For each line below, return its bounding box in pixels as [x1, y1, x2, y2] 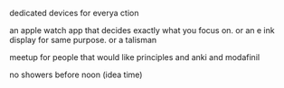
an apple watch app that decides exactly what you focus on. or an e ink [9, 25, 275, 35]
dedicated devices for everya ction [9, 8, 139, 18]
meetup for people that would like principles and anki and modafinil [9, 52, 260, 62]
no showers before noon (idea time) [9, 69, 143, 80]
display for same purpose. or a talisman [9, 35, 157, 45]
